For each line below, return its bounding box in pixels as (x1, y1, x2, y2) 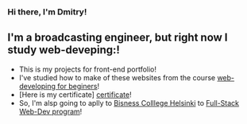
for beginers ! (57, 81, 100, 91)
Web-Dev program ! (18, 107, 83, 116)
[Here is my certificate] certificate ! (18, 90, 132, 99)
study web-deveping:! (7, 43, 121, 57)
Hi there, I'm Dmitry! (7, 6, 87, 17)
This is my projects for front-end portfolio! (18, 64, 156, 74)
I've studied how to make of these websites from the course (18, 72, 216, 82)
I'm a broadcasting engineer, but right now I (7, 31, 228, 45)
